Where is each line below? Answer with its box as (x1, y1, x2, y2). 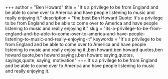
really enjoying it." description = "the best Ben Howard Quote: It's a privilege (5, 15, 163, 20)
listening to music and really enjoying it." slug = (5, 25, 103, 31)
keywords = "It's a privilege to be (93, 36, 162, 42)
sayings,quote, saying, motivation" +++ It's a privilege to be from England (5, 57, 158, 63)
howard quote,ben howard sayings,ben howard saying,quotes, (5, 52, 134, 58)
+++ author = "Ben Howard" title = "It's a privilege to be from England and (5, 4, 159, 10)
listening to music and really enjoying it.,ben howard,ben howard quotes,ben (5, 47, 163, 52)
